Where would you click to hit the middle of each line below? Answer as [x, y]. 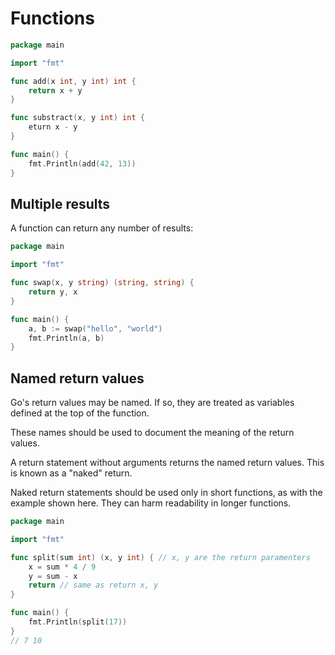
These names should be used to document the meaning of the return [152, 433]
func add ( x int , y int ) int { [73, 81]
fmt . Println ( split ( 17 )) [78, 622]
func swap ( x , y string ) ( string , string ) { [102, 283]
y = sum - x [53, 576]
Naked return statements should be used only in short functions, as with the [166, 493]
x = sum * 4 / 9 [62, 567]
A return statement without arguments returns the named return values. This [167, 463]
